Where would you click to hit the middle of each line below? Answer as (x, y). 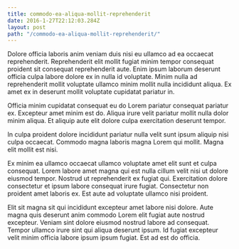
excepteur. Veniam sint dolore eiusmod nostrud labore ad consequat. (108, 223)
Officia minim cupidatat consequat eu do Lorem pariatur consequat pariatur (118, 106)
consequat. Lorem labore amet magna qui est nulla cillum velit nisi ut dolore (118, 171)
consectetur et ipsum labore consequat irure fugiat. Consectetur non (108, 186)
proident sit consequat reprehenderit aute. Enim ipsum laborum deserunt (114, 69)
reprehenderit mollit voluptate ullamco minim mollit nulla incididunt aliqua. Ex (119, 84)
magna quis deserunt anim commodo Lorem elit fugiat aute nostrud (106, 215)
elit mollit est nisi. (33, 149)
